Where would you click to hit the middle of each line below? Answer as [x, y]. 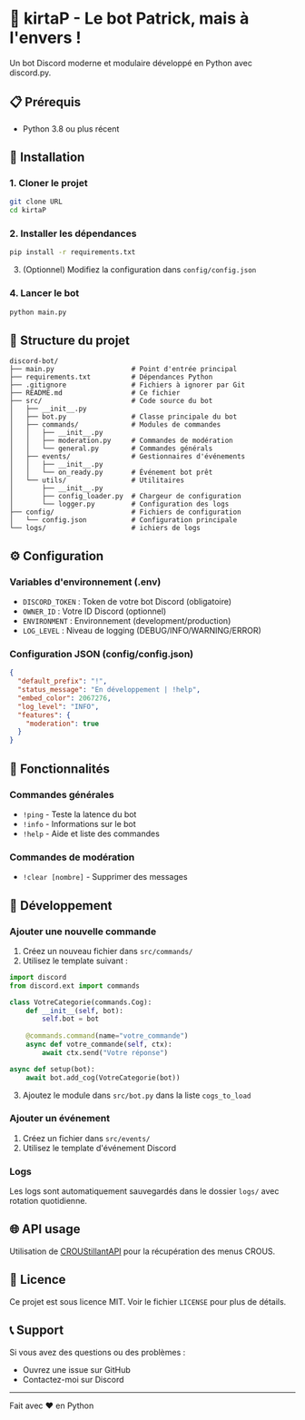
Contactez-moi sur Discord [73, 1379]
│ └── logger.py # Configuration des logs [119, 504]
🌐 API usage [45, 1229]
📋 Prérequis [45, 102]
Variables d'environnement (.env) [85, 582]
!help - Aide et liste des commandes [91, 833]
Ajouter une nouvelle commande [83, 932]
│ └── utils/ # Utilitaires [97, 480]
